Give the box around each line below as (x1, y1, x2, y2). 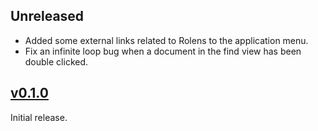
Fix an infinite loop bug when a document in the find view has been (24, 45, 302, 57)
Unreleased (10, 8, 85, 25)
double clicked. (24, 55, 89, 68)
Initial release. (10, 111, 68, 123)
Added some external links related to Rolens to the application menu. (24, 34, 309, 46)
